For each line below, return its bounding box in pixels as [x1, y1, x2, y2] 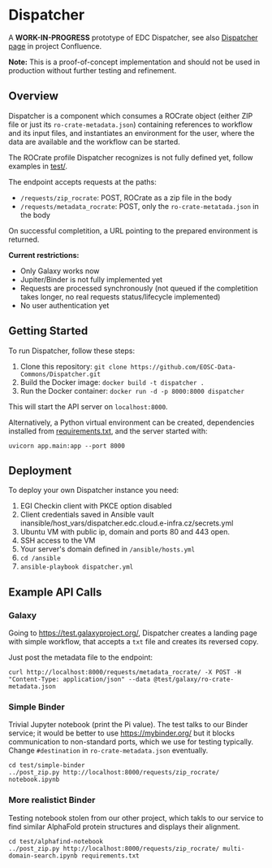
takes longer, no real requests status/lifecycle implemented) [19, 291, 221, 302]
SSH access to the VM [19, 535, 96, 546]
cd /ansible [19, 555, 61, 563]
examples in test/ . [8, 161, 67, 171]
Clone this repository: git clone [19, 361, 127, 371]
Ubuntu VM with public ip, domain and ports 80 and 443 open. [19, 527, 230, 537]
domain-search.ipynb [8, 852, 79, 860]
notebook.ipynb [8, 775, 60, 784]
